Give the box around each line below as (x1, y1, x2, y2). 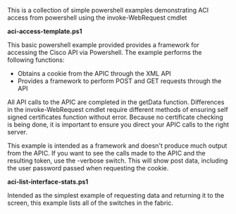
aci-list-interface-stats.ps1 (7, 177, 89, 186)
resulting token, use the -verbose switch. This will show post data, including (7, 156, 228, 165)
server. (7, 128, 28, 136)
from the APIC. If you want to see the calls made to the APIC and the (7, 149, 206, 157)
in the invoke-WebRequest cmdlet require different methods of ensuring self (7, 106, 228, 113)
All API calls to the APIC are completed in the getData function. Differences (7, 98, 225, 106)
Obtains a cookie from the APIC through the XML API (17, 70, 171, 77)
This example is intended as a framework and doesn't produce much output (7, 141, 228, 150)
